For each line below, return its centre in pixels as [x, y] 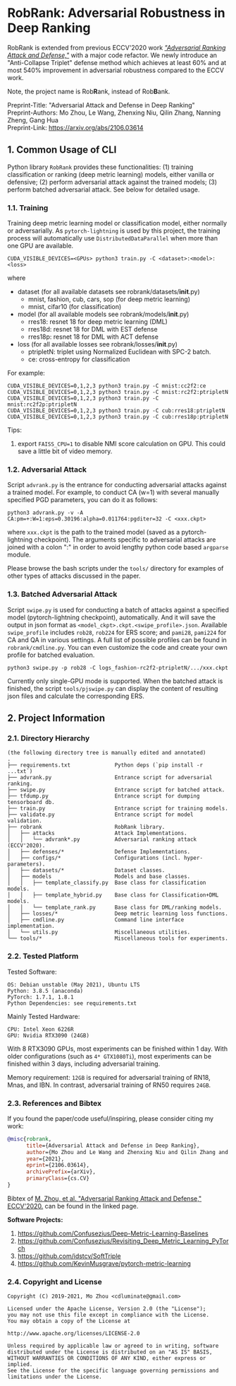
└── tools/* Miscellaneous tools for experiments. [118, 938]
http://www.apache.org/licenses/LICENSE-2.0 [74, 1334]
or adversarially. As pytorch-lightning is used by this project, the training [114, 231]
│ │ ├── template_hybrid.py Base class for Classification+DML [113, 895]
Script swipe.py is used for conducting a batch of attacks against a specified [118, 610]
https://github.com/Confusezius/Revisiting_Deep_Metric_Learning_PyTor [123, 1241]
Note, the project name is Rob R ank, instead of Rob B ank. [89, 91]
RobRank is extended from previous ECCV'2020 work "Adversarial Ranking [117, 47]
